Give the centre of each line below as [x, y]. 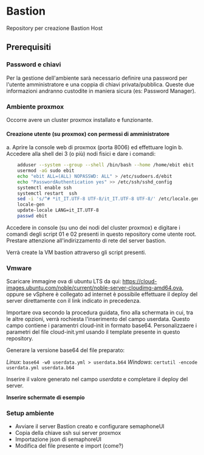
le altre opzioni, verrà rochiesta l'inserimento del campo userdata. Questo [98, 319]
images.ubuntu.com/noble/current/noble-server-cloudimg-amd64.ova [94, 288]
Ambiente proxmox [35, 107]
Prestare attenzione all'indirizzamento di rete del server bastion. [86, 240]
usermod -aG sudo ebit [46, 171]
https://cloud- [140, 281]
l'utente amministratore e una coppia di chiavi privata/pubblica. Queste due [100, 84]
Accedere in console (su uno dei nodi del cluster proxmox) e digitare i [93, 227]
